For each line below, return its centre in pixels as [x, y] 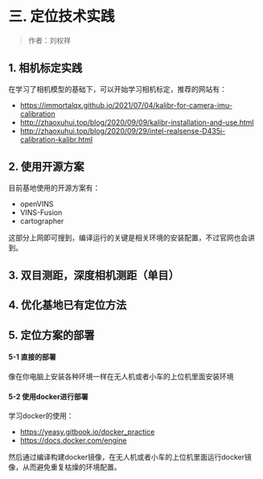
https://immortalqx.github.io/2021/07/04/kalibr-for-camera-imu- [126, 105]
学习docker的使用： [41, 416]
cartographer [42, 221]
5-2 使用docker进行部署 [48, 396]
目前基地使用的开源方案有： [54, 188]
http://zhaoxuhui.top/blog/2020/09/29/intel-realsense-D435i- [123, 130]
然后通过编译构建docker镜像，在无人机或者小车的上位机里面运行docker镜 [130, 457]
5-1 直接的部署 [32, 357]
